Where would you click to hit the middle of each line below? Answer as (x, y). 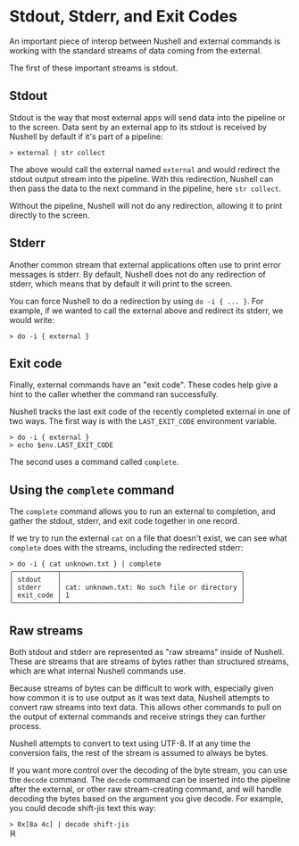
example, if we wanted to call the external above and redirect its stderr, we (146, 311)
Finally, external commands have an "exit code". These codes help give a (144, 385)
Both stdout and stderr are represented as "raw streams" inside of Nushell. (147, 652)
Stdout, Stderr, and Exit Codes (124, 17)
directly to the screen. (50, 215)
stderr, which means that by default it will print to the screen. (121, 284)
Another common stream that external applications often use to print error (145, 264)
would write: (32, 319)
